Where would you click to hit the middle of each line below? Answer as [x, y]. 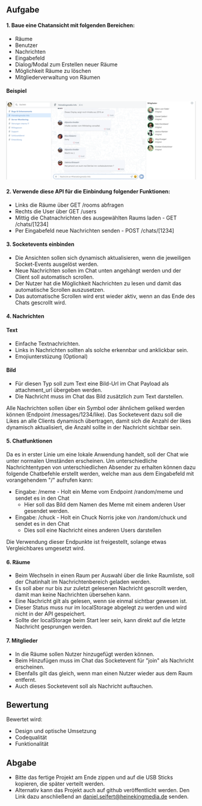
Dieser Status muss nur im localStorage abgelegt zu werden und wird [101, 608]
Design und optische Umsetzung [56, 731]
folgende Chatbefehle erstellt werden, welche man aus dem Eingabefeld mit [100, 474]
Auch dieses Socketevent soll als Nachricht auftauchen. [84, 686]
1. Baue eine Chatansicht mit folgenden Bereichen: [71, 25]
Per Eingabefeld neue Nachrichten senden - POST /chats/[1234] [94, 230]
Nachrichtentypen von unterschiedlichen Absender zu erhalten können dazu [101, 467]
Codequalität [31, 737]
